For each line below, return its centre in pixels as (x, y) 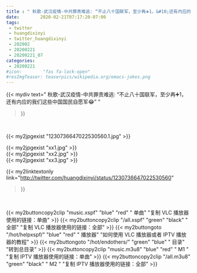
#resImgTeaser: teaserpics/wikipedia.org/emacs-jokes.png (78, 77)
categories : (21, 60)
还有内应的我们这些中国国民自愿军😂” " (53, 102)
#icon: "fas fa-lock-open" (48, 72)
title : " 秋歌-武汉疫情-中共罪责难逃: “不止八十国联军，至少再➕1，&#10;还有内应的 (99, 11)
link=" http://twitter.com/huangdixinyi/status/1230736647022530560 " (90, 178)
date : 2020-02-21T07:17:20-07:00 (56, 17)
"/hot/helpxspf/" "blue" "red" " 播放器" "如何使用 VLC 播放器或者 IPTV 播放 (96, 235)
